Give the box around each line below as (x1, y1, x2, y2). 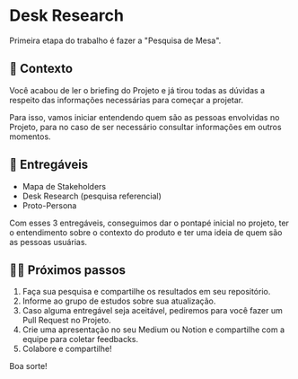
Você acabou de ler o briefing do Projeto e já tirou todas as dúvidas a (9, 84, 266, 95)
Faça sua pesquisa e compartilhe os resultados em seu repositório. (22, 286, 271, 297)
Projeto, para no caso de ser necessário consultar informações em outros (9, 121, 282, 132)
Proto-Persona (22, 199, 77, 211)
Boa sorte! (9, 361, 48, 372)
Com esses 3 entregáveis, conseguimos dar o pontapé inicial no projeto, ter (9, 217, 290, 228)
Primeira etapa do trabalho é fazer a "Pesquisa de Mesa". (9, 35, 222, 46)
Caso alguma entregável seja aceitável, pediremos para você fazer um (22, 305, 283, 316)
